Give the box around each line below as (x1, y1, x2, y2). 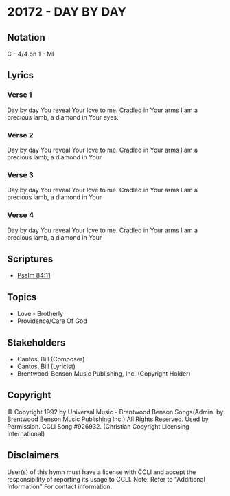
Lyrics (7, 69, 34, 81)
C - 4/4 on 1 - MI (7, 49, 54, 58)
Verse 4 (7, 210, 34, 220)
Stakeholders (7, 337, 66, 348)
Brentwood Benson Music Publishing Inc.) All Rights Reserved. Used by (7, 415, 209, 423)
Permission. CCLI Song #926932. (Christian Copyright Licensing (7, 422, 190, 430)
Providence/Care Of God (16, 317, 87, 325)
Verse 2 (7, 130, 34, 139)
